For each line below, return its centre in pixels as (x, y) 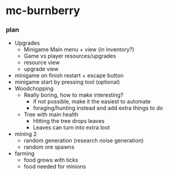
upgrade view (41, 69)
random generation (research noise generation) (84, 141)
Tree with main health (51, 114)
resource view (42, 62)
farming (24, 154)
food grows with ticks (51, 160)
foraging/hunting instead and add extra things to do (98, 108)
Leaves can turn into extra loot (71, 128)
